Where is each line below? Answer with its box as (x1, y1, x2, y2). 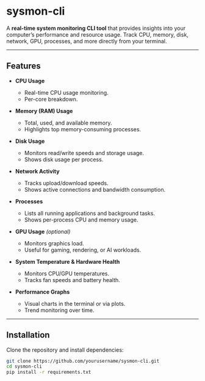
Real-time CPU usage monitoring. (24, 89, 109, 96)
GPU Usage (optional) (15, 228, 71, 235)
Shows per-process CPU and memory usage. (24, 216, 138, 223)
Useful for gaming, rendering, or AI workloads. (24, 246, 142, 253)
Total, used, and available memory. (24, 119, 112, 126)
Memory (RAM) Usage (15, 107, 73, 114)
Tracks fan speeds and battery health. (24, 276, 120, 283)
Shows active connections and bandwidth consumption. (24, 186, 166, 193)
